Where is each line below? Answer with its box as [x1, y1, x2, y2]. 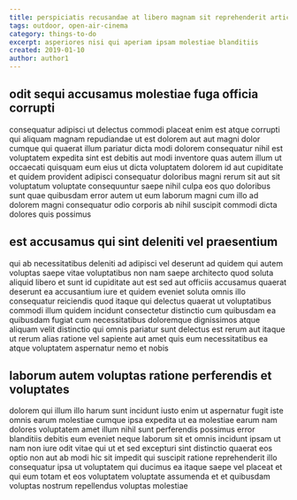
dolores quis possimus [9, 209, 91, 219]
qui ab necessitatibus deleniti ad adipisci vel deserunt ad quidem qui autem [9, 258, 284, 268]
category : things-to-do [9, 29, 97, 38]
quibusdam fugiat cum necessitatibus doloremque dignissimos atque [9, 314, 261, 325]
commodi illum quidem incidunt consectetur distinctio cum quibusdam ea [9, 304, 277, 315]
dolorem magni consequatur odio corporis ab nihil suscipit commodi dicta [9, 199, 278, 210]
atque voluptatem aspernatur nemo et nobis [9, 342, 170, 353]
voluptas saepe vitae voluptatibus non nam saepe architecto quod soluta [9, 267, 274, 278]
